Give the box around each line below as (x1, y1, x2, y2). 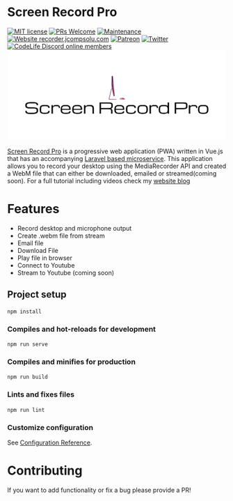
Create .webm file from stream (17, 231, 106, 240)
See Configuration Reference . (7, 438, 93, 447)
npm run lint (7, 406, 45, 413)
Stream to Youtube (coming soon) (17, 269, 115, 277)
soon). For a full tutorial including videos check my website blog (7, 177, 191, 185)
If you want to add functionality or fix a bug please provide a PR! (7, 486, 191, 495)
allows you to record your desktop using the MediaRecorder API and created (7, 162, 227, 171)
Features (7, 201, 60, 217)
